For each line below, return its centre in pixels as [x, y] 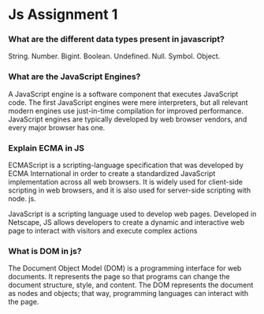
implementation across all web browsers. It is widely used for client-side [125, 182]
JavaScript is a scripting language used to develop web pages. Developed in [132, 214]
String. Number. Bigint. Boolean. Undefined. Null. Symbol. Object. [114, 56]
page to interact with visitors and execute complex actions [103, 231]
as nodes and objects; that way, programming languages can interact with [128, 293]
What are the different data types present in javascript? [116, 39]
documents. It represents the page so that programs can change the [119, 277]
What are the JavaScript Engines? [74, 77]
